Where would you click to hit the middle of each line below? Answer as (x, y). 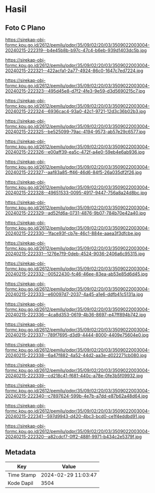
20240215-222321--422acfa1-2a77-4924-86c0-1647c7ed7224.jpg (74, 71)
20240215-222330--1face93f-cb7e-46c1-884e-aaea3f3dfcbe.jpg (73, 233)
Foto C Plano (25, 28)
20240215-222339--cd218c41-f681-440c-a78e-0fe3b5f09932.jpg (74, 376)
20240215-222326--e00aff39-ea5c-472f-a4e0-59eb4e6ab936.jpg (75, 152)
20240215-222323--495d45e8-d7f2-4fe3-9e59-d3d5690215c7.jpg (75, 91)
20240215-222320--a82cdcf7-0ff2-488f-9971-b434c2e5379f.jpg (73, 437)
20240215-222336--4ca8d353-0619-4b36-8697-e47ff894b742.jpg (75, 315)
